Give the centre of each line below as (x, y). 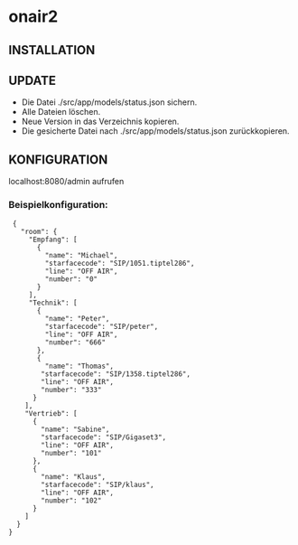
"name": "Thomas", (79, 366)
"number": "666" (75, 342)
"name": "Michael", (81, 255)
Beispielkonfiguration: (59, 205)
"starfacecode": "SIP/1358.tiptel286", (116, 374)
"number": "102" (71, 500)
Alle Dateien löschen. (61, 112)
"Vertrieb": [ (51, 413)
